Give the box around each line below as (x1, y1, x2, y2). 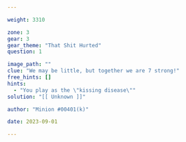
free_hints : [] (7, 74, 52, 81)
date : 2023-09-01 (7, 118, 58, 125)
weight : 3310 (7, 16, 45, 23)
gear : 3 (7, 35, 30, 42)
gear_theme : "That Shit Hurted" (7, 42, 101, 49)
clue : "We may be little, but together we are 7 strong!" (7, 68, 180, 74)
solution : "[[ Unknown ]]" (7, 93, 86, 100)
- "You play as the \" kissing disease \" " (13, 86, 136, 94)
